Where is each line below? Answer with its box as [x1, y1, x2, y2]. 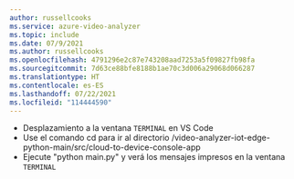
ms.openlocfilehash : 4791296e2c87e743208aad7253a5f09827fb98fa [9, 55, 256, 65]
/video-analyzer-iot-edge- [171, 133, 271, 144]
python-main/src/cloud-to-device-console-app [22, 142, 201, 153]
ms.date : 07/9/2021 [9, 38, 84, 48]
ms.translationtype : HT [9, 73, 100, 82]
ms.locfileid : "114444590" [9, 97, 112, 107]
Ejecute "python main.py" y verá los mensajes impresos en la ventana [22, 152, 286, 163]
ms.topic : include [9, 30, 79, 39]
